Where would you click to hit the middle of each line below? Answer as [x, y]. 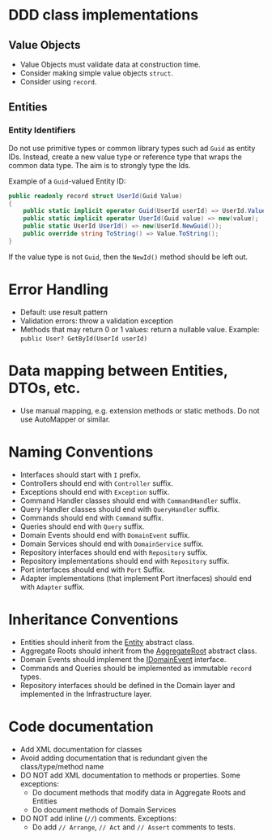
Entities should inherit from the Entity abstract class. [107, 642]
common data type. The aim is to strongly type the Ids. [100, 165]
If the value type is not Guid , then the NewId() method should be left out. [128, 257]
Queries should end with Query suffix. [82, 526]
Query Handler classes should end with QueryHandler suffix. [120, 509]
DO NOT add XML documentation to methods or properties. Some [130, 775]
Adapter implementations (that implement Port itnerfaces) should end [136, 578]
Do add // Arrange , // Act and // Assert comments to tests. [134, 827]
